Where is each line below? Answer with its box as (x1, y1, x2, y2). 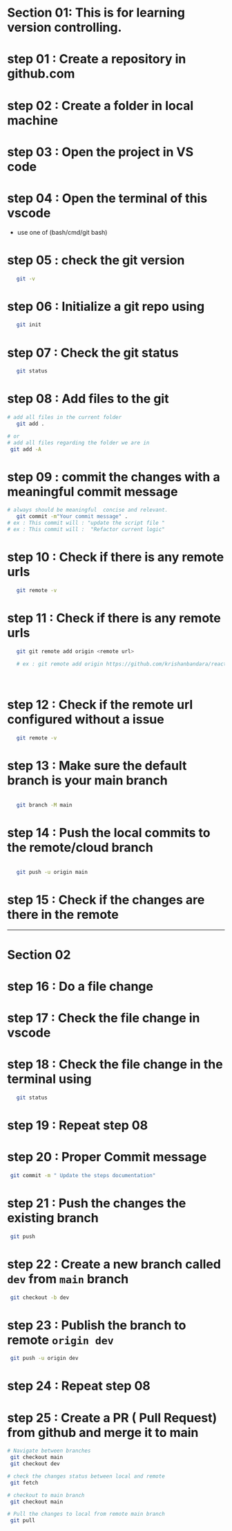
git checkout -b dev (10, 1293, 70, 1301)
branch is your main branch (7, 773, 168, 788)
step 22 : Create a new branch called (7, 1256, 221, 1272)
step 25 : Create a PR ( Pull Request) (7, 1410, 217, 1426)
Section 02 (7, 947, 71, 963)
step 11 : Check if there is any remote (7, 610, 221, 626)
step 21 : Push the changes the (7, 1195, 186, 1211)
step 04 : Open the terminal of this (7, 190, 208, 206)
